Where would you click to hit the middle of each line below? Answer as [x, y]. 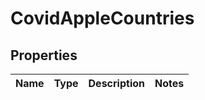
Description [116, 83]
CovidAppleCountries [102, 18]
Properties [44, 55]
